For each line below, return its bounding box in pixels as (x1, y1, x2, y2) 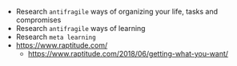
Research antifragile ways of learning (15, 24, 146, 33)
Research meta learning (15, 32, 96, 41)
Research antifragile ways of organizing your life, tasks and (15, 7, 219, 16)
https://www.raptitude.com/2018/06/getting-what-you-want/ (27, 49, 229, 58)
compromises (15, 15, 62, 25)
